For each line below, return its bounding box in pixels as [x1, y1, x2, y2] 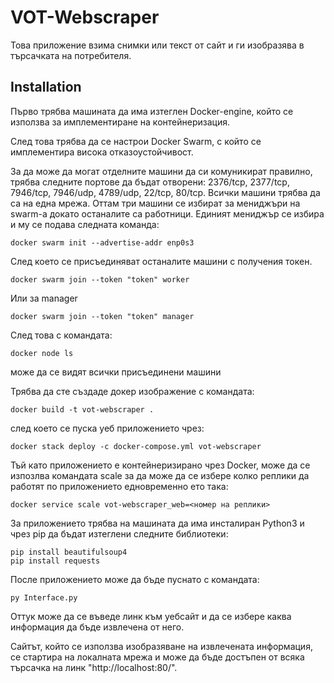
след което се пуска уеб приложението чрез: [10, 422, 205, 434]
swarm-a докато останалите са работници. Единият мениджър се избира [10, 207, 325, 220]
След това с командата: [10, 329, 113, 341]
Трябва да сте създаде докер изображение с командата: [10, 385, 255, 397]
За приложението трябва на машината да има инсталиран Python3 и [10, 517, 305, 529]
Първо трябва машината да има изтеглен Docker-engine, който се [10, 105, 294, 117]
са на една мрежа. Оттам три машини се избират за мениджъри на [10, 197, 301, 209]
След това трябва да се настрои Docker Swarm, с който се [10, 135, 262, 147]
